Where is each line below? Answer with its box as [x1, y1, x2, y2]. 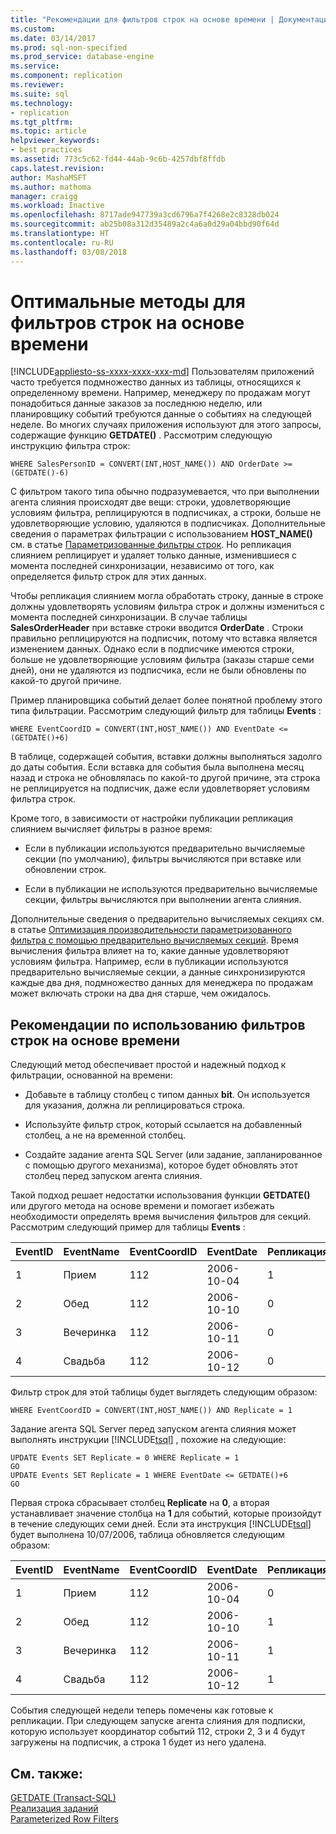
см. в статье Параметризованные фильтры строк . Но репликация [10, 539, 292, 551]
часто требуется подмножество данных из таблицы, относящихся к [10, 376, 302, 388]
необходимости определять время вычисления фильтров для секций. [10, 1211, 312, 1223]
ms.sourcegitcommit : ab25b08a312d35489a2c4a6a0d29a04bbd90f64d [10, 219, 280, 230]
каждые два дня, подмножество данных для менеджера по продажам [10, 977, 314, 989]
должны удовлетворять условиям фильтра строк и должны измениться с [10, 601, 326, 613]
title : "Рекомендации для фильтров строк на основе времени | [10, 14, 275, 25]
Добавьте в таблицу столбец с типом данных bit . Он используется [24, 1089, 310, 1101]
